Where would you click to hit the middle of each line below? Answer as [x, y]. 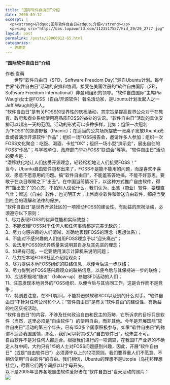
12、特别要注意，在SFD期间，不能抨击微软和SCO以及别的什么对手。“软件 [82, 295]
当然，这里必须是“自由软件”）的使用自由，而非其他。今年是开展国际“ [86, 321]
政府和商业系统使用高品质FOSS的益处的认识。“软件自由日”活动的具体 [86, 118]
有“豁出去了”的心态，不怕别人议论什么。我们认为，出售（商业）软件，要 [81, 188]
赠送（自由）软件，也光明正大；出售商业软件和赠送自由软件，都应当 [90, 194]
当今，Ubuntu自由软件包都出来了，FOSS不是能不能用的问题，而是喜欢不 [81, 168]
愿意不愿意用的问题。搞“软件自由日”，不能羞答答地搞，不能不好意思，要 [89, 175]
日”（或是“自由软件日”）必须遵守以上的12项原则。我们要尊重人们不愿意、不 [84, 353]
